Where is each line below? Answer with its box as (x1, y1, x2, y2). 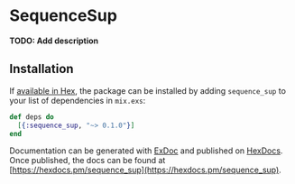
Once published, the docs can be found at (9, 155, 166, 166)
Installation (9, 61, 74, 77)
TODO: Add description (9, 35, 99, 46)
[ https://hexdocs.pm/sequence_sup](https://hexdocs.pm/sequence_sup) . (9, 164, 281, 176)
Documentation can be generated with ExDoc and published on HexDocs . (9, 145, 283, 156)
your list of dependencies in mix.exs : (9, 95, 146, 106)
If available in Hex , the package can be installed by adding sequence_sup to (9, 85, 287, 96)
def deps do (9, 112, 54, 122)
